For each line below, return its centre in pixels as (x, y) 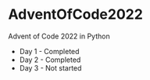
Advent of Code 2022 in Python (59, 36)
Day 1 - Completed (49, 51)
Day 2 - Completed (50, 60)
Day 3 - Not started (50, 67)
